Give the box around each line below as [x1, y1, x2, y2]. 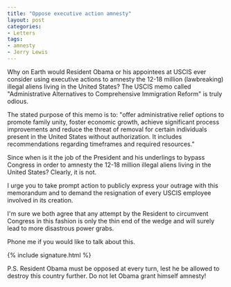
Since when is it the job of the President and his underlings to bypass [7, 153, 205, 161]
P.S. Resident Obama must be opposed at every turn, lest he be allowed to [7, 264, 220, 272]
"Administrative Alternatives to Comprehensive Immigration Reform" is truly [7, 89, 223, 98]
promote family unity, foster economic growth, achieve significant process [7, 118, 220, 126]
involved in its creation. [7, 196, 74, 204]
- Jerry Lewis [7, 49, 49, 56]
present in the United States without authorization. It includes [7, 132, 182, 140]
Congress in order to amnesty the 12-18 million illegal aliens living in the [7, 160, 212, 169]
